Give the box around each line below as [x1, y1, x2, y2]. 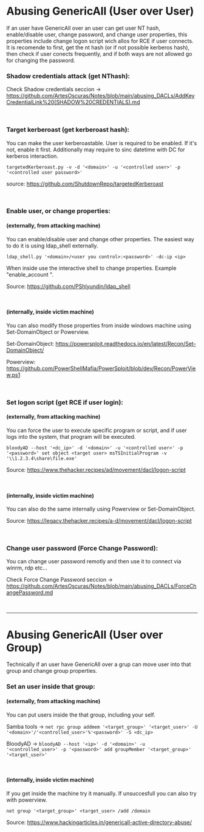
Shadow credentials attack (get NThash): [6, 72, 131, 80]
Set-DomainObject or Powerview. [6, 328, 90, 335]
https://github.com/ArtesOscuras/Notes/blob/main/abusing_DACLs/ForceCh [6, 582, 197, 590]
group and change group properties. [6, 667, 98, 675]
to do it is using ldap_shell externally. [6, 242, 98, 249]
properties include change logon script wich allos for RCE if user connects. [6, 37, 194, 44]
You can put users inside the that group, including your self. [6, 711, 156, 718]
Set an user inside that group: [6, 682, 95, 691]
